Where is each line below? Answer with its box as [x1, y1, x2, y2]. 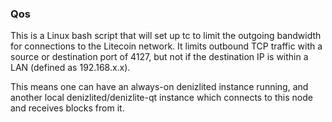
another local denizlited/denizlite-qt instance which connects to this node [10, 92, 313, 104]
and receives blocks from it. [10, 102, 125, 114]
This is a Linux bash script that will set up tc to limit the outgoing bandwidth [10, 30, 322, 42]
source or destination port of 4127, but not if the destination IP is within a [10, 51, 309, 63]
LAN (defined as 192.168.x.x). [10, 62, 131, 74]
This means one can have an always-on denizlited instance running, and [10, 81, 309, 93]
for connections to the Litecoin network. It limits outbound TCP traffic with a [10, 40, 323, 52]
